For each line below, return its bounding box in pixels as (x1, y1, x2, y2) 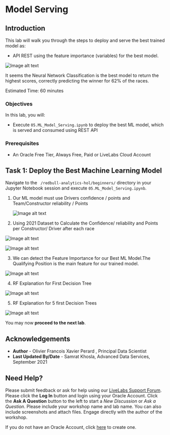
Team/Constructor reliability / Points (12, 200, 88, 207)
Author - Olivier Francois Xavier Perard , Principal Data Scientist (12, 348, 147, 355)
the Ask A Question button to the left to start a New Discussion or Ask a (5, 398, 156, 404)
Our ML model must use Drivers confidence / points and (12, 195, 130, 201)
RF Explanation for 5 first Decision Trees (12, 300, 97, 306)
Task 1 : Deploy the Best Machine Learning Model (5, 166, 162, 175)
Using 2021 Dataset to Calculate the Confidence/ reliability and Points (12, 220, 158, 226)
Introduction (5, 24, 46, 33)
